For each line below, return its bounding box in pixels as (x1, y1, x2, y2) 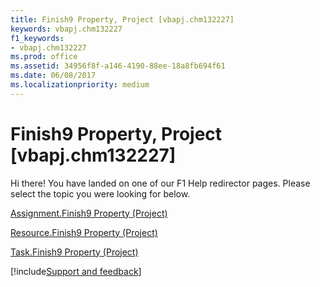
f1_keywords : (10, 33, 65, 43)
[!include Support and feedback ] (10, 265, 142, 277)
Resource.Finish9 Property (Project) (10, 226, 158, 238)
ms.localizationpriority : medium (10, 80, 150, 90)
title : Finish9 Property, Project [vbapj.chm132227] (10, 14, 235, 25)
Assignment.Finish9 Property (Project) (10, 207, 168, 219)
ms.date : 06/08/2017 (10, 71, 97, 81)
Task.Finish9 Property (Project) (10, 246, 139, 258)
